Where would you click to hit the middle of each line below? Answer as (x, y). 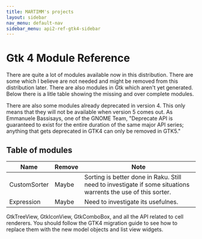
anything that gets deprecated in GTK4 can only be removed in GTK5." (93, 131)
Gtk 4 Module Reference (68, 58)
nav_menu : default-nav (35, 23)
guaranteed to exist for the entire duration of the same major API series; (95, 125)
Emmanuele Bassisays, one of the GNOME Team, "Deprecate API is (90, 118)
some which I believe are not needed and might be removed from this (92, 81)
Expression (25, 202)
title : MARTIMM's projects (40, 12)
